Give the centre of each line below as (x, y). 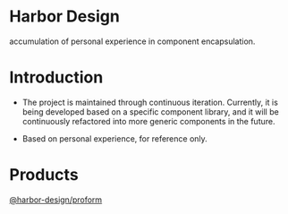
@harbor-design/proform (56, 200)
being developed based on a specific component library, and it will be (150, 111)
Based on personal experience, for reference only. (114, 138)
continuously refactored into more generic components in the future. (148, 121)
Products (44, 175)
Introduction (56, 77)
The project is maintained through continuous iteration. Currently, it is (150, 102)
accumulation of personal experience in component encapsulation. (132, 41)
